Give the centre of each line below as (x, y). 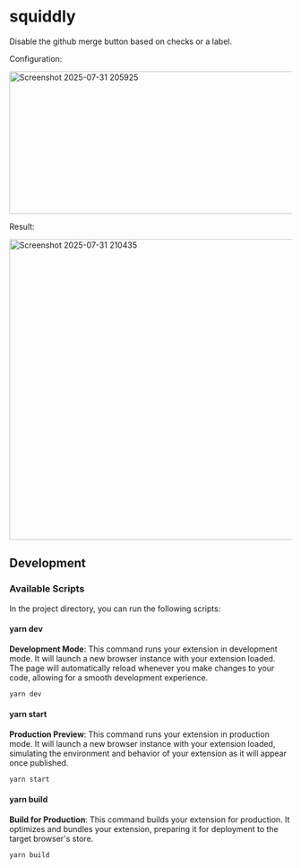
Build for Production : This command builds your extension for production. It (150, 820)
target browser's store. (52, 838)
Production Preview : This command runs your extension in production (140, 734)
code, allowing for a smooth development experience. (109, 677)
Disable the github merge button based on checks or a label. (121, 41)
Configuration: (36, 58)
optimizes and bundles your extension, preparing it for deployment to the (144, 829)
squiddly (43, 17)
